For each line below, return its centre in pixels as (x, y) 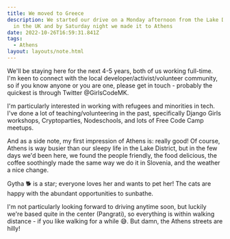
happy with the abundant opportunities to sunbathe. (80, 193)
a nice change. (28, 170)
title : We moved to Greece (46, 13)
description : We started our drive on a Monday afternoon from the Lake (113, 20)
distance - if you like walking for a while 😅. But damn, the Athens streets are (115, 221)
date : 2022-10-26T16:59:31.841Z (53, 32)
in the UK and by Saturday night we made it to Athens (93, 26)
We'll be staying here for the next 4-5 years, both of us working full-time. (110, 71)
